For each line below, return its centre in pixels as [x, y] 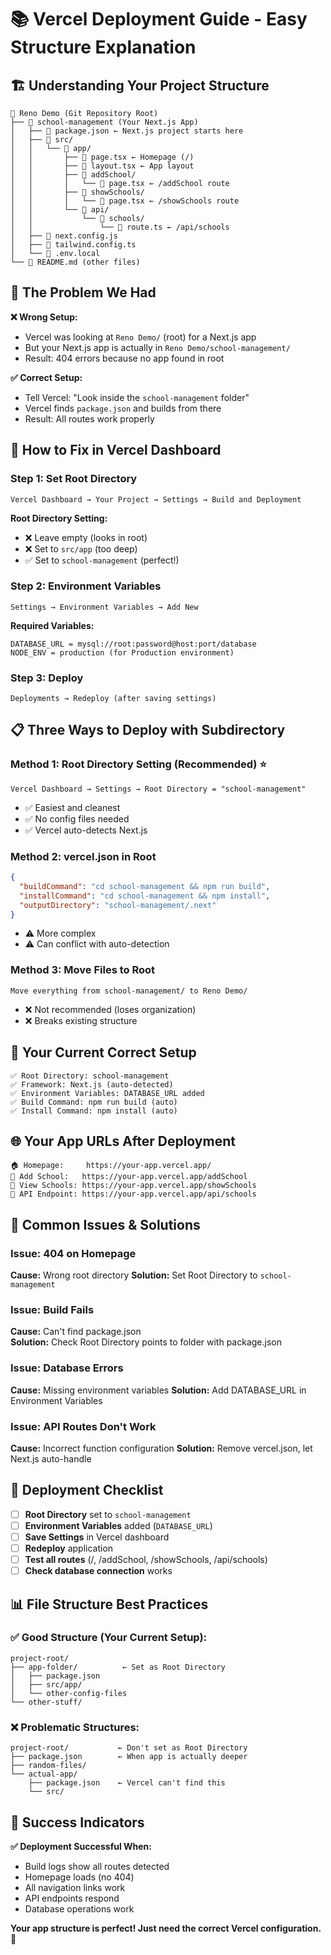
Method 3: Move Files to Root [83, 970]
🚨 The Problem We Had [83, 292]
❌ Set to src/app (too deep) [81, 548]
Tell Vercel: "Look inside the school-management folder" [137, 397]
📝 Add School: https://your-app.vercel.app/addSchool [129, 1177]
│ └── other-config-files [69, 1693]
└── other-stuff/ [46, 1702]
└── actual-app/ [44, 1774]
